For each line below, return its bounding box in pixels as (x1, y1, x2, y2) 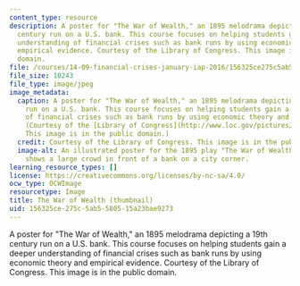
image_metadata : (9, 88, 70, 97)
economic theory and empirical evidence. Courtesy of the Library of (9, 257, 260, 268)
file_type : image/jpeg (9, 80, 94, 88)
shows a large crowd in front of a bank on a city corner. (25, 154, 250, 164)
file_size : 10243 (9, 71, 74, 80)
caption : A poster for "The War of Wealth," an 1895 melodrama (17, 96, 257, 105)
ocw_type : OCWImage (9, 180, 82, 189)
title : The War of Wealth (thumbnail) (9, 196, 154, 206)
